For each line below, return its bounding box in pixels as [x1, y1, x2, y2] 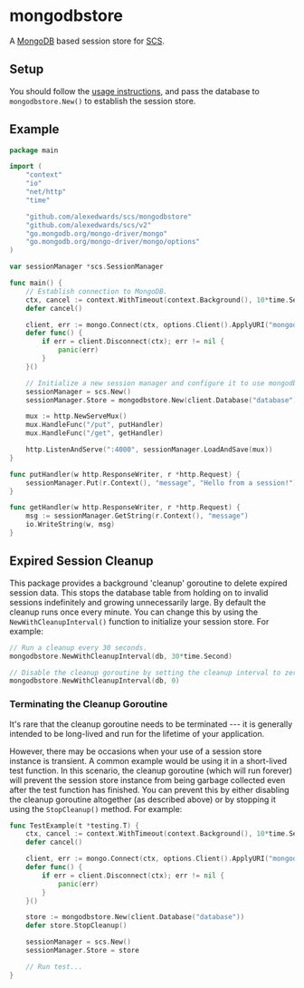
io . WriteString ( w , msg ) [25, 520, 116, 529]
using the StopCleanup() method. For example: [9, 803, 183, 814]
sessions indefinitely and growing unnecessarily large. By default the [9, 596, 267, 607]
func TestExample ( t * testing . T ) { [9, 821, 140, 830]
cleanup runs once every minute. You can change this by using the [9, 606, 259, 617]
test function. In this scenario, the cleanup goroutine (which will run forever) [9, 765, 292, 776]
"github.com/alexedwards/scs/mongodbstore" [25, 212, 193, 221]
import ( [9, 162, 43, 171]
